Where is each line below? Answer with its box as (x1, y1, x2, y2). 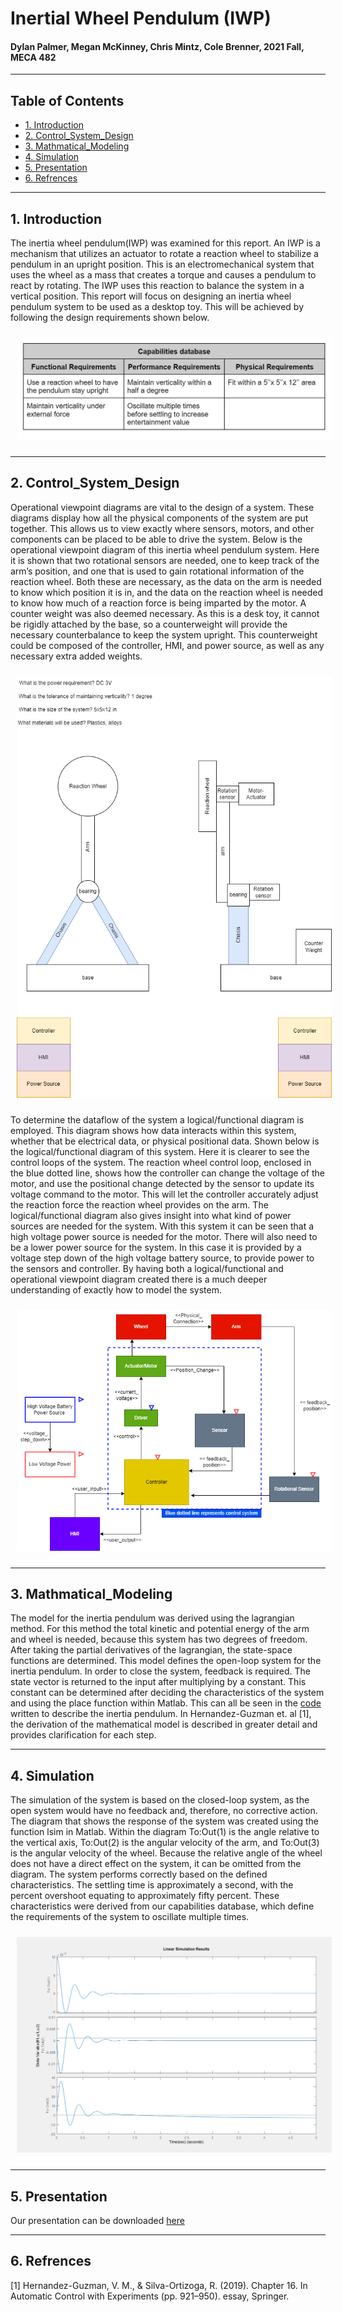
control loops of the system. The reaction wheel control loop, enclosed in (10, 1156, 312, 1168)
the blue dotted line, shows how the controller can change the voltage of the (10, 1167, 325, 1179)
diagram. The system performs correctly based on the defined (10, 1868, 268, 1881)
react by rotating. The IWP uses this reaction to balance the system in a (10, 280, 305, 292)
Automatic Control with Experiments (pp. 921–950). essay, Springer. (10, 2290, 290, 2302)
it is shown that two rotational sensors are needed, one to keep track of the (10, 554, 320, 566)
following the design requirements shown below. (10, 312, 210, 324)
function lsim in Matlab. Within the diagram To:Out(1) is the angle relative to (10, 1826, 320, 1838)
